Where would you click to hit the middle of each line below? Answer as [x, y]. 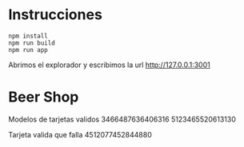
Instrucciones [55, 15]
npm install [28, 36]
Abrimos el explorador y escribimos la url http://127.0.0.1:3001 [109, 65]
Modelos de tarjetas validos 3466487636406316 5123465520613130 [122, 119]
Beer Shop [44, 97]
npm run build [32, 43]
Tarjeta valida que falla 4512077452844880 [80, 134]
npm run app [28, 50]
